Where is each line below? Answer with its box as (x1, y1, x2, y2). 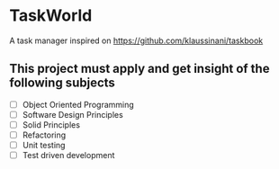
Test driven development (22, 150, 115, 161)
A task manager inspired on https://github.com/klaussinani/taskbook (9, 35, 264, 46)
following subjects (9, 76, 115, 91)
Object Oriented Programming (22, 99, 135, 110)
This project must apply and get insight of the (9, 61, 270, 76)
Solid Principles (22, 119, 81, 130)
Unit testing (22, 140, 66, 150)
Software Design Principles (22, 109, 123, 120)
